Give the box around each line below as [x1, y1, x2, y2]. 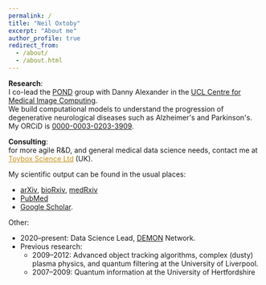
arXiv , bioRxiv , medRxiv [19, 185, 98, 194]
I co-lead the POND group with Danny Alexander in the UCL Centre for [8, 87, 241, 96]
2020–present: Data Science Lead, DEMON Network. [19, 233, 196, 242]
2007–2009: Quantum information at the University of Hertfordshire [31, 267, 256, 277]
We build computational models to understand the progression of [8, 104, 224, 113]
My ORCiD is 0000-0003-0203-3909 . [8, 121, 134, 131]
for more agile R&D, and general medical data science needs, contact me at [8, 145, 259, 155]
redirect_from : [8, 42, 59, 50]
